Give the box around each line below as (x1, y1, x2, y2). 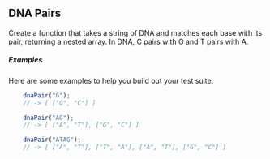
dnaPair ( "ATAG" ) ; (23, 135, 82, 144)
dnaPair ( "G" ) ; (23, 91, 71, 100)
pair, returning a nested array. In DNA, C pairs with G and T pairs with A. (8, 37, 249, 46)
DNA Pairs (8, 6, 62, 20)
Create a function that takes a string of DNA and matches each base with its (8, 28, 263, 37)
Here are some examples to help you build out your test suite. (8, 75, 214, 85)
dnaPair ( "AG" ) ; (23, 114, 75, 122)
